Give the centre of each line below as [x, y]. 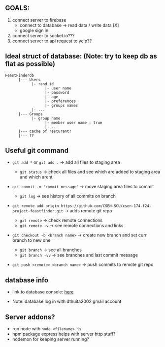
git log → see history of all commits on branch [67, 196]
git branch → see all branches [51, 250]
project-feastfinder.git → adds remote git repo [62, 211]
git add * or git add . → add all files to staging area [66, 162]
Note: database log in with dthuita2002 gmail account [67, 301]
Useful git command [37, 151]
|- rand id [43, 84]
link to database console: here [43, 292]
